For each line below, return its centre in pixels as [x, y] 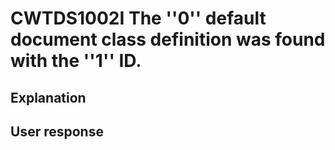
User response [57, 131]
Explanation [48, 97]
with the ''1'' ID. [76, 61]
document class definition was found [168, 39]
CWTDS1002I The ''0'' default [138, 18]
